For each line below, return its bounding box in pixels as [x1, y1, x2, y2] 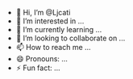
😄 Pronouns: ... [15, 54, 69, 64]
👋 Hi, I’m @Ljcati [15, 8, 71, 17]
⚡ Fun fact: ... [15, 63, 60, 73]
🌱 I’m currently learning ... [15, 25, 102, 34]
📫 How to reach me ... [15, 43, 91, 52]
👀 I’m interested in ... [15, 16, 85, 26]
